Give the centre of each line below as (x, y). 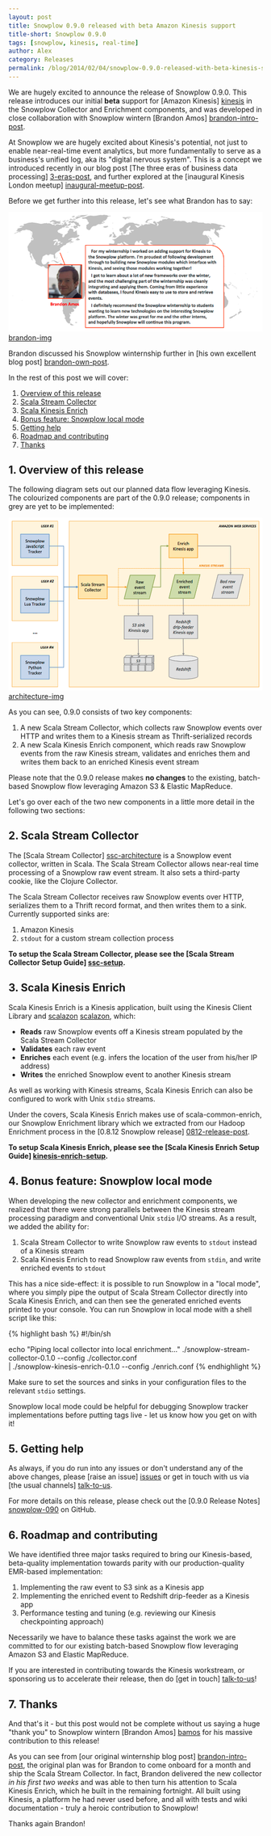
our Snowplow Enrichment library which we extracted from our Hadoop (127, 1122)
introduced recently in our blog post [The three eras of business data (123, 168)
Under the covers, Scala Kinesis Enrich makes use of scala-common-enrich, (135, 1114)
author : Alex (30, 51)
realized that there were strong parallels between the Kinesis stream (122, 1209)
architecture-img (36, 697)
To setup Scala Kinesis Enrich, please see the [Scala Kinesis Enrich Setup (134, 1147)
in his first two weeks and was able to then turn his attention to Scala (123, 1782)
